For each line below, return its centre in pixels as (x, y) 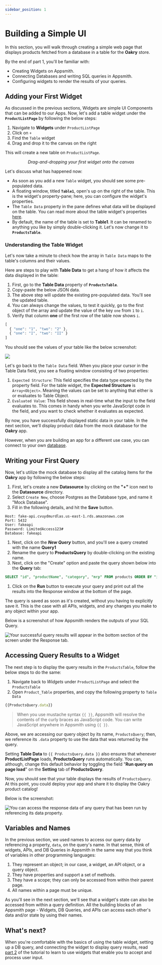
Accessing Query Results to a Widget (62, 655)
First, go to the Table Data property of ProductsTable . (65, 285)
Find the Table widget (34, 138)
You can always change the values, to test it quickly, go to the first (78, 305)
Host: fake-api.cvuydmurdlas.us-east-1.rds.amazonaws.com (64, 516)
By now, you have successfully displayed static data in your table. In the (76, 420)
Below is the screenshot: (29, 798)
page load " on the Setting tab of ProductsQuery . (54, 769)
